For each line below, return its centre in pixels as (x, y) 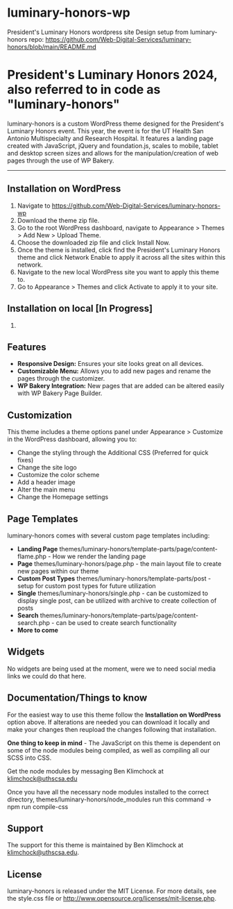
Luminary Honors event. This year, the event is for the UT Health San (105, 131)
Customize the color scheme (58, 475)
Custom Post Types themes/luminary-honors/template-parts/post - (114, 578)
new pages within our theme (58, 571)
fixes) (25, 460)
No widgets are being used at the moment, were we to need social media (112, 669)
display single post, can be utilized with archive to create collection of (117, 600)
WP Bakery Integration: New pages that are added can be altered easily (121, 386)
